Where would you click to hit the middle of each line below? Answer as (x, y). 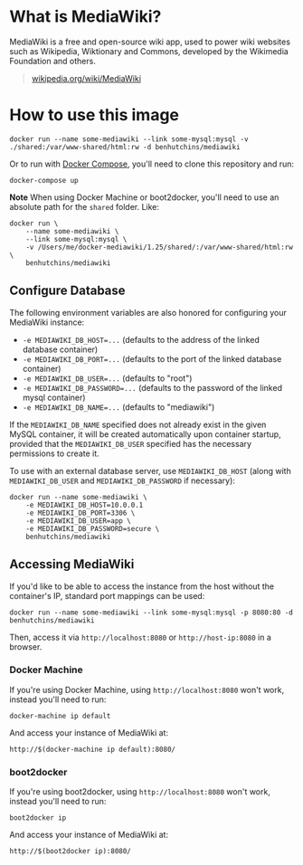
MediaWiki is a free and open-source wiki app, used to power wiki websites (150, 42)
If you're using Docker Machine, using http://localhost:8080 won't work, (147, 689)
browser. (26, 646)
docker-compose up (44, 180)
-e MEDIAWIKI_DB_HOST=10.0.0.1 (85, 505)
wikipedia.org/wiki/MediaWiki (86, 78)
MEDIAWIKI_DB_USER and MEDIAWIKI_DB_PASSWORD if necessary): (122, 480)
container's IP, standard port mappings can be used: (107, 595)
